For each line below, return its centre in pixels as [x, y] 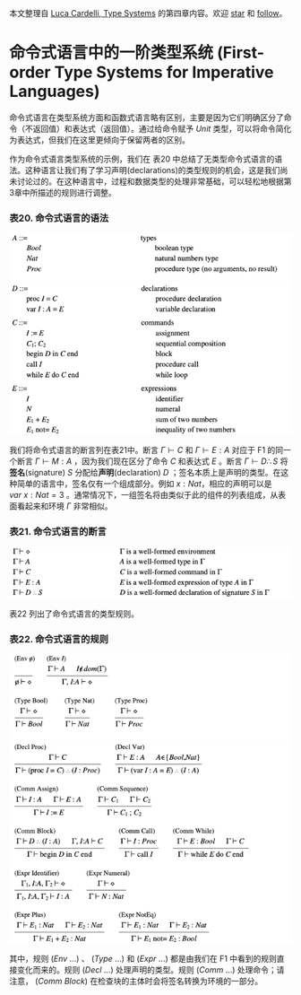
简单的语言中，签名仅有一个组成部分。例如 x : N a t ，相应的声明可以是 [144, 484]
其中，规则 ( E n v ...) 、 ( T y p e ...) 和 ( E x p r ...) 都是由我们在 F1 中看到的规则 [143, 958]
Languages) [55, 92]
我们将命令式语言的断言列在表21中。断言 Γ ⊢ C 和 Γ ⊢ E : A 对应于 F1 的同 [146, 449]
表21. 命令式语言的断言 [58, 531]
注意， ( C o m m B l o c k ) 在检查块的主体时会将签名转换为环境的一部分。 [136, 981]
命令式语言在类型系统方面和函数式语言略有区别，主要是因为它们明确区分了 [146, 117]
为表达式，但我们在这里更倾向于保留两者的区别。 [99, 140]
